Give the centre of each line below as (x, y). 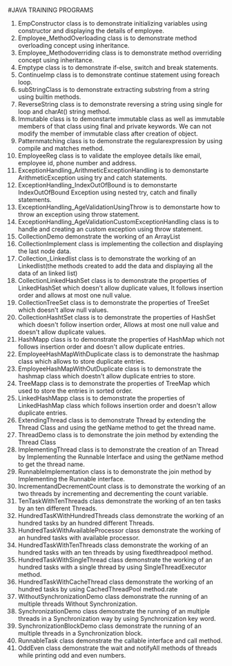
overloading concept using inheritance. (74, 45)
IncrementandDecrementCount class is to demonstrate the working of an (122, 486)
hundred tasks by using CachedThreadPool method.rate (98, 589)
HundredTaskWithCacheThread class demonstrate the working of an (115, 582)
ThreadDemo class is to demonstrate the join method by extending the (118, 435)
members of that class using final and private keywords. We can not (114, 126)
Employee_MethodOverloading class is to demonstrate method (107, 38)
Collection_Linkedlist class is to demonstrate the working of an (107, 258)
